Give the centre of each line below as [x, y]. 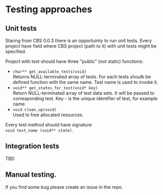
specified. [16, 51]
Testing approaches [49, 9]
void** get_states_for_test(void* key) [55, 88]
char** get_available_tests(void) [49, 72]
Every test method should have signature [49, 125]
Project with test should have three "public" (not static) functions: [74, 61]
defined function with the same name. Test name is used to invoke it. [85, 82]
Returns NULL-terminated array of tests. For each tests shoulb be [82, 77]
